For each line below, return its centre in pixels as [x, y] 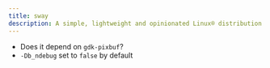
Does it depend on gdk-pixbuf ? [72, 46]
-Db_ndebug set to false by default [76, 55]
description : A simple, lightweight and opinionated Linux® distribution [135, 23]
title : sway [28, 16]
